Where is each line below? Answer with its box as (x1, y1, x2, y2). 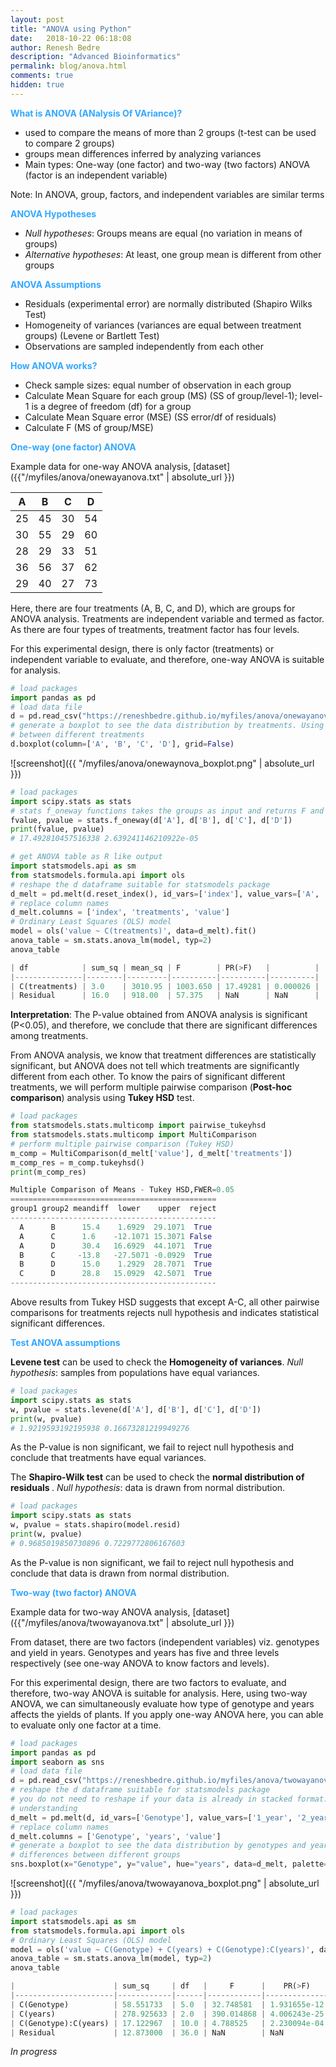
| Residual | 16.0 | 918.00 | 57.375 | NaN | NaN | (10, 991, 320, 1001)
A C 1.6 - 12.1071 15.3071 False (19, 1231, 213, 1241)
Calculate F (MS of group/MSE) (24, 421, 154, 433)
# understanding (10, 1803, 78, 1813)
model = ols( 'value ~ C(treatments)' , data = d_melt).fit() (10, 926, 257, 936)
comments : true (10, 71, 74, 81)
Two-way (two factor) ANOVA (10, 1586, 137, 1598)
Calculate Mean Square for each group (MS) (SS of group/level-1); (24, 389, 298, 401)
